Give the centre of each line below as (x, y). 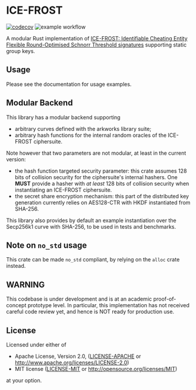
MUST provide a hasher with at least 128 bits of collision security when (102, 183)
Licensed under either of (36, 345)
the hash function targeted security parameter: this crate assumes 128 (101, 171)
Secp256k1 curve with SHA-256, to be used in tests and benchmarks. (91, 226)
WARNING (26, 284)
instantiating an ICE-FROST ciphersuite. (63, 190)
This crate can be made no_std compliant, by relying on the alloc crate (93, 260)
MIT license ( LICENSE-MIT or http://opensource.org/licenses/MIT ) (96, 369)
